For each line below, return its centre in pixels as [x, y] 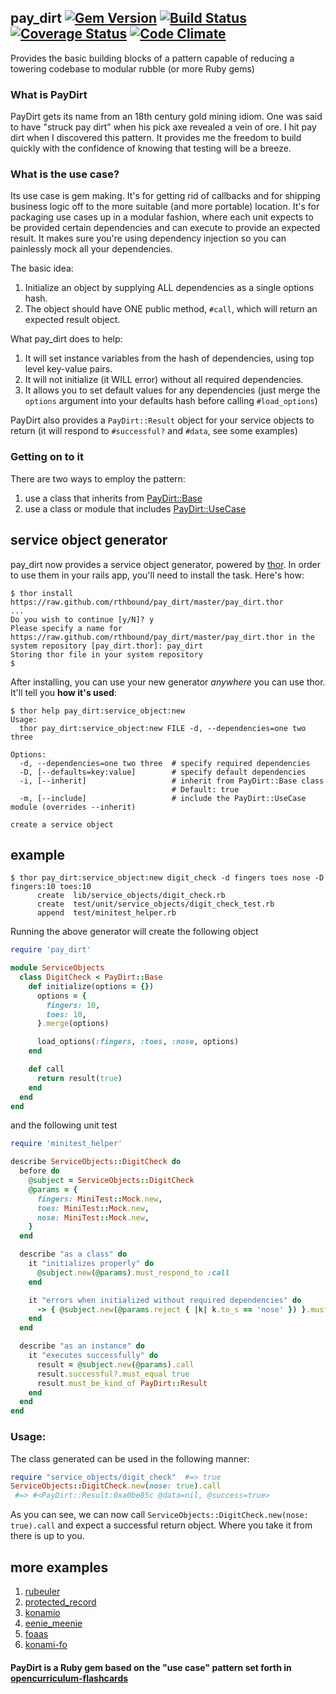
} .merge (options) [73, 1024]
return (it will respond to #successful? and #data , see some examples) [154, 431]
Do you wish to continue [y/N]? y [82, 619]
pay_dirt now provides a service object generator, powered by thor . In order [166, 564]
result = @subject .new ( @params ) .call [115, 1364]
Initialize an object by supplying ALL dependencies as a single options [169, 288]
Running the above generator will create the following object [134, 932]
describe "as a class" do [73, 1254]
